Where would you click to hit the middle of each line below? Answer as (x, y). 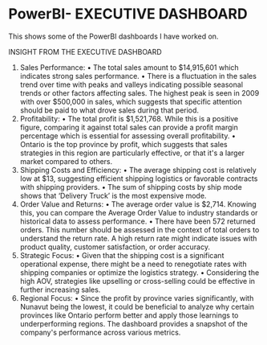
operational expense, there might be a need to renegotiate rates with (133, 264)
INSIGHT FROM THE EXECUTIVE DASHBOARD (85, 51)
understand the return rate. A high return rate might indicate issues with (138, 238)
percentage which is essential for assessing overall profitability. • (128, 136)
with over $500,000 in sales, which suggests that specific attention (131, 101)
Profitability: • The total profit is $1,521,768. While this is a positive (129, 118)
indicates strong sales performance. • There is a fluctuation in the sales (138, 76)
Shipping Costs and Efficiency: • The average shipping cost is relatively (138, 170)
